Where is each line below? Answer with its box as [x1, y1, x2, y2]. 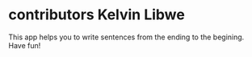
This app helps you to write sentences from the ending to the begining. [8, 32, 245, 42]
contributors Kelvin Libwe [8, 6, 186, 24]
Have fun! [8, 40, 41, 50]
